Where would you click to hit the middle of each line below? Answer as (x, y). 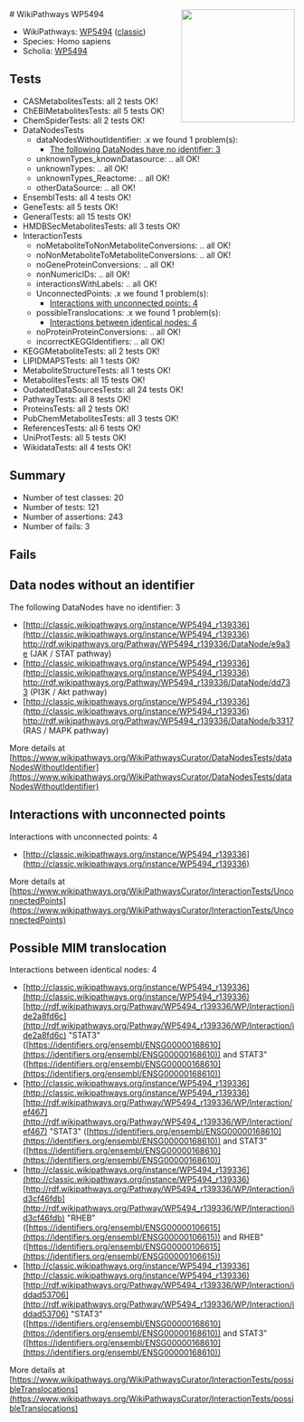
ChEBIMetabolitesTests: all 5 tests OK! (93, 110)
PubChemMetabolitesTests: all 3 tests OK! (100, 418)
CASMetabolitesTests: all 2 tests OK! (90, 101)
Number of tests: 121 (61, 507)
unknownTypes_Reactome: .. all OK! (103, 178)
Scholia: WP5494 (55, 51)
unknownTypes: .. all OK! (82, 168)
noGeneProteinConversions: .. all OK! (105, 264)
